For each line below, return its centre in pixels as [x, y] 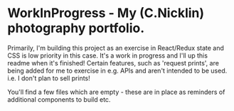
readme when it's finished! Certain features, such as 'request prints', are [113, 63]
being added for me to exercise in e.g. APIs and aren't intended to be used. [117, 70]
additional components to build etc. [59, 99]
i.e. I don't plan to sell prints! [49, 78]
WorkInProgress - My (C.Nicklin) [106, 13]
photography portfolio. [76, 28]
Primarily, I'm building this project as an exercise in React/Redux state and [116, 48]
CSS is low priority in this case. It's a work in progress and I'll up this [108, 55]
